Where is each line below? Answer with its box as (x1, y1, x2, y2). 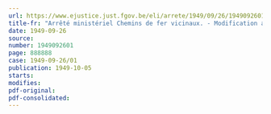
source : (8, 34, 35, 43)
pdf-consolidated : (8, 94, 70, 102)
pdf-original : (8, 86, 56, 95)
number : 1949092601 (8, 42, 74, 50)
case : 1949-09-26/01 (8, 57, 78, 65)
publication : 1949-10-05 (8, 64, 92, 72)
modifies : (8, 79, 42, 87)
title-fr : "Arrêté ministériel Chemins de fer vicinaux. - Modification (8, 19, 258, 27)
